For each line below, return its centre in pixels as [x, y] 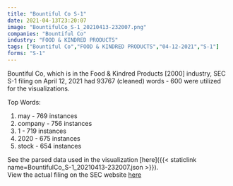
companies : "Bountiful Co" [47, 34]
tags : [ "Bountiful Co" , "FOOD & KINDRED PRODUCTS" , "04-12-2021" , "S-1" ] [113, 47]
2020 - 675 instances [49, 138]
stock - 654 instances [49, 146]
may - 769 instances [47, 116]
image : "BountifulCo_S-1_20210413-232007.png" [77, 27]
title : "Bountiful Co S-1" [47, 14]
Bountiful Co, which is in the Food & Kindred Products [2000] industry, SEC [116, 73]
